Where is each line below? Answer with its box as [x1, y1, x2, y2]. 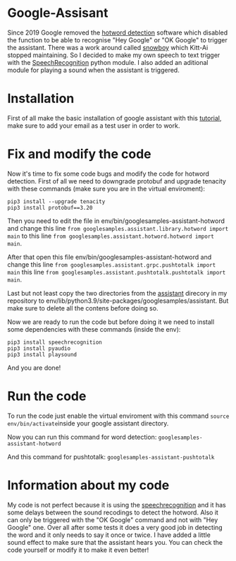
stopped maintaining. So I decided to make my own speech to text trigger [7, 51, 221, 59]
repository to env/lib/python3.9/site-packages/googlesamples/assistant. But [7, 296, 229, 305]
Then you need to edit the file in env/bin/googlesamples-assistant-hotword [7, 217, 225, 225]
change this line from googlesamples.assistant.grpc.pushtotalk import [7, 260, 216, 269]
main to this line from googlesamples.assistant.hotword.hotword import [7, 231, 215, 240]
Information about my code [7, 477, 170, 493]
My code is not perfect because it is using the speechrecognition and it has [7, 500, 227, 509]
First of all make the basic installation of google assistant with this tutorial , [7, 114, 222, 122]
